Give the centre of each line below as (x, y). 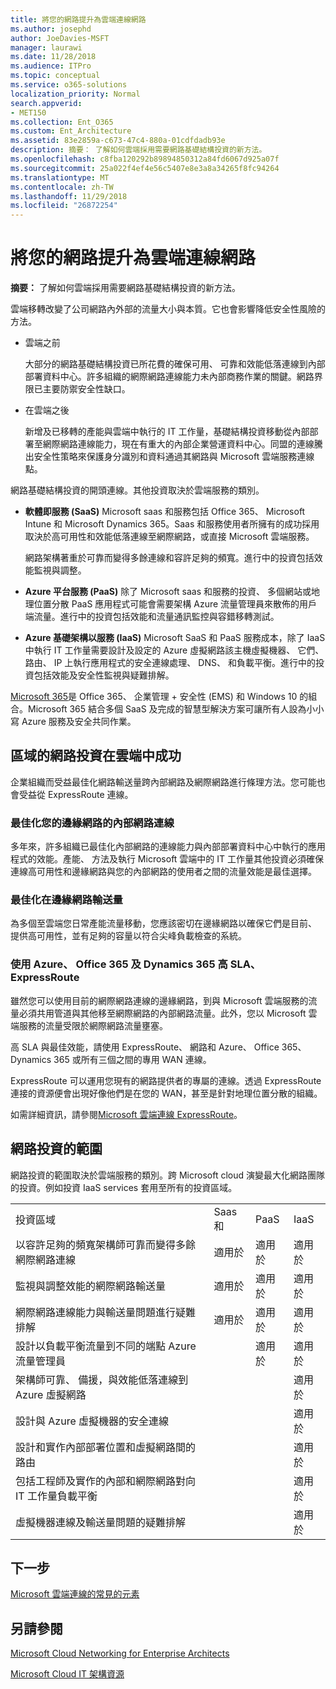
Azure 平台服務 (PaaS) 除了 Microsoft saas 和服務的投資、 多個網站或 (168, 592)
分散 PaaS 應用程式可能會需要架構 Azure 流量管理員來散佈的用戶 (184, 604)
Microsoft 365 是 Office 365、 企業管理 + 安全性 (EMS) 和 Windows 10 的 (159, 697)
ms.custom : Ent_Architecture (71, 131)
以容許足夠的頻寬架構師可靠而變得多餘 (106, 1244)
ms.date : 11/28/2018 (53, 57)
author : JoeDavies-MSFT (60, 38)
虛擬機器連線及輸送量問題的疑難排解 (101, 1522)
